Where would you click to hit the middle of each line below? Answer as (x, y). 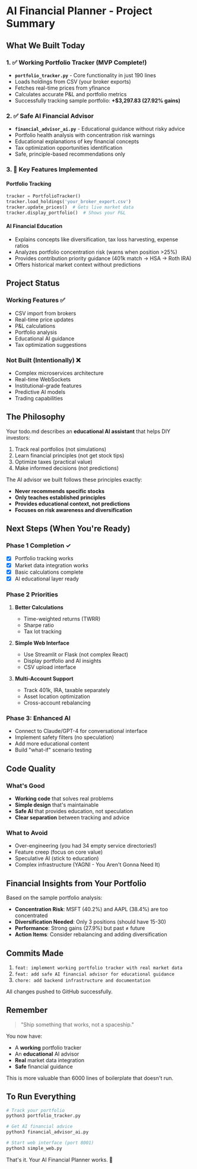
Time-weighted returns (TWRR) (62, 619)
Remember (27, 1010)
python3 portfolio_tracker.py (44, 1116)
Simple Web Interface (42, 643)
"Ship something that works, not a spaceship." (77, 1024)
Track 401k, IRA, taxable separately (67, 690)
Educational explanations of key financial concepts (77, 141)
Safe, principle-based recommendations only (70, 154)
